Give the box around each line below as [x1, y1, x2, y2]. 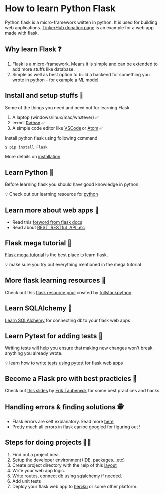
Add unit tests [12, 478, 41, 484]
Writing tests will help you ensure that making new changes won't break [5, 345, 153, 351]
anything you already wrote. [5, 350, 63, 356]
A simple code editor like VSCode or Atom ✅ [12, 125, 103, 131]
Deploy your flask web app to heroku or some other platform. [12, 483, 138, 489]
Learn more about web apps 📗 [5, 206, 99, 214]
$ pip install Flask [5, 145, 48, 150]
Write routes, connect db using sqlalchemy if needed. [12, 473, 123, 479]
